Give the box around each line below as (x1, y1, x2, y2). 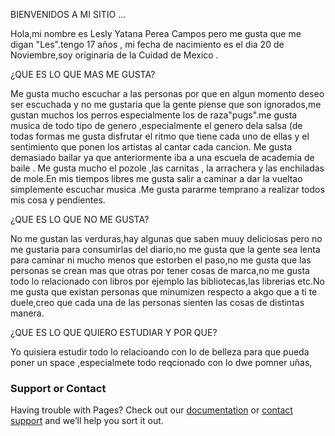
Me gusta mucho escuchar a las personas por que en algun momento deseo (10, 88, 325, 99)
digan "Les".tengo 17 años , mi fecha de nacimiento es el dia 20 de (10, 39, 285, 50)
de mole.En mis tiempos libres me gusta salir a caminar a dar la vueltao (10, 173, 303, 184)
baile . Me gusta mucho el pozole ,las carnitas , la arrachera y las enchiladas (10, 162, 325, 174)
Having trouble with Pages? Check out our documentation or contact (10, 404, 293, 416)
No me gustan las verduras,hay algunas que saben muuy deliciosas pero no (10, 233, 323, 244)
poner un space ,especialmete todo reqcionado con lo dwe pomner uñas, (10, 357, 313, 368)
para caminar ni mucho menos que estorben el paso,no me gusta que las (10, 254, 312, 266)
